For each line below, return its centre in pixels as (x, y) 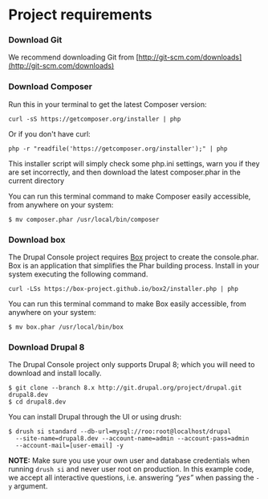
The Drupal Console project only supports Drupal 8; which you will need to (132, 365)
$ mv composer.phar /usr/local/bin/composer (84, 219)
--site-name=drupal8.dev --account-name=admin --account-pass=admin (132, 439)
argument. (31, 486)
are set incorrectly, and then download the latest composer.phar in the (124, 172)
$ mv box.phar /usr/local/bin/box (66, 327)
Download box (37, 239)
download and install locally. (55, 373)
